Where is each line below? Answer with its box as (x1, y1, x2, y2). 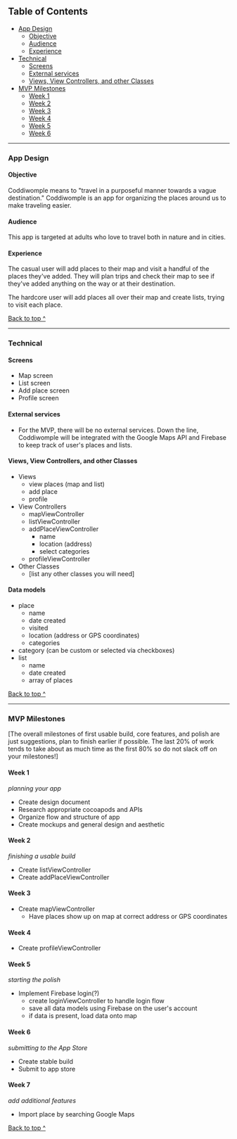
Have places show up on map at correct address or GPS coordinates (28, 912, 228, 920)
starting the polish (8, 976, 61, 984)
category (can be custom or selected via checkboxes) (18, 647, 175, 655)
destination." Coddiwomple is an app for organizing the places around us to (8, 193, 226, 202)
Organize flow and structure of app (18, 813, 120, 821)
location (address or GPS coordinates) (28, 631, 140, 640)
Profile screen (18, 394, 59, 402)
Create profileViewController (18, 944, 101, 953)
